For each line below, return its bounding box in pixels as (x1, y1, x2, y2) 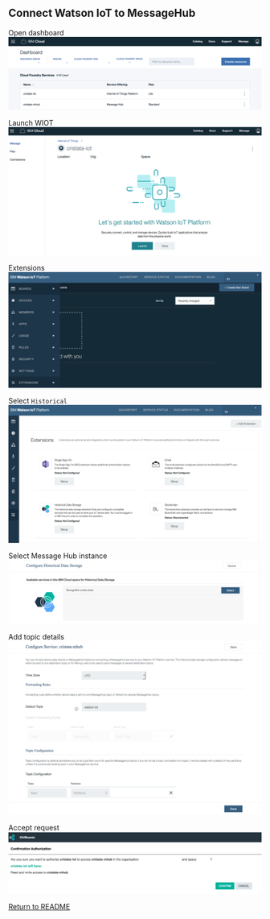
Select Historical (8, 396, 67, 406)
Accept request (8, 823, 60, 833)
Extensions (8, 263, 46, 272)
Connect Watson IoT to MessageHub (8, 6, 196, 20)
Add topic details (8, 631, 64, 641)
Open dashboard (8, 27, 64, 37)
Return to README (8, 902, 71, 912)
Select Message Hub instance (8, 551, 108, 561)
